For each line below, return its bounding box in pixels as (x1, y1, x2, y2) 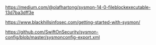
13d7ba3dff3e (5, 9, 34, 15)
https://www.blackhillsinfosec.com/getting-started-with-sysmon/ (5, 19, 140, 25)
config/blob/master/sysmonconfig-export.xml (5, 34, 100, 40)
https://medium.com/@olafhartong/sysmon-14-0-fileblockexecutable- (5, 4, 151, 10)
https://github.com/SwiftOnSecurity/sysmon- (5, 29, 99, 34)
